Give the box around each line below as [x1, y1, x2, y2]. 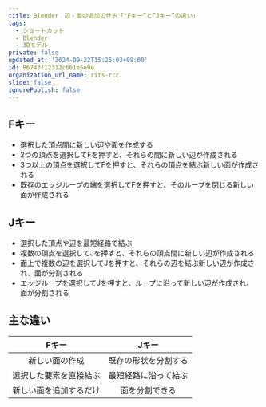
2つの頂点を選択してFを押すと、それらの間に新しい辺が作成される [19, 150, 238, 160]
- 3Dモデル [15, 41, 48, 49]
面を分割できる [120, 385, 177, 396]
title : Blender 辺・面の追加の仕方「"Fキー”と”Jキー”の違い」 [8, 11, 200, 20]
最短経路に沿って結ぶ [108, 369, 189, 381]
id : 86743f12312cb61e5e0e [8, 64, 94, 72]
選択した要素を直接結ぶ [12, 369, 101, 381]
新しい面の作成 [28, 354, 85, 366]
